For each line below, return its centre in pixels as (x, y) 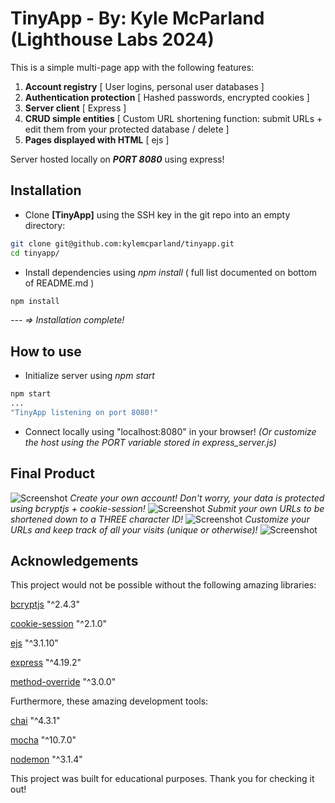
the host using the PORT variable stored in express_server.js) (150, 442)
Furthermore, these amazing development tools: (109, 701)
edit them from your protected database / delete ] (127, 129)
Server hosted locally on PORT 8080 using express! (117, 159)
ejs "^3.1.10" (34, 643)
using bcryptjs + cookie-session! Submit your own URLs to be (167, 508)
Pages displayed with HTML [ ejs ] (97, 139)
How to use (46, 351)
